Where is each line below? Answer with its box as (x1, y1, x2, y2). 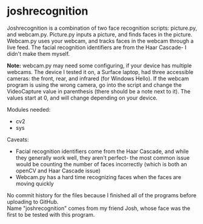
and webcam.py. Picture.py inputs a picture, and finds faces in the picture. (7, 30, 193, 38)
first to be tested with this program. (7, 211, 95, 218)
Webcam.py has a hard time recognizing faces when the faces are (15, 173, 181, 180)
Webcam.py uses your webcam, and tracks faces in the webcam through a (7, 37, 194, 44)
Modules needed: (7, 106, 51, 113)
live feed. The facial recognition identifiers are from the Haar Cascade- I (7, 44, 187, 51)
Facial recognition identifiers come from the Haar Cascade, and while (15, 148, 189, 155)
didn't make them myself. (7, 50, 70, 57)
